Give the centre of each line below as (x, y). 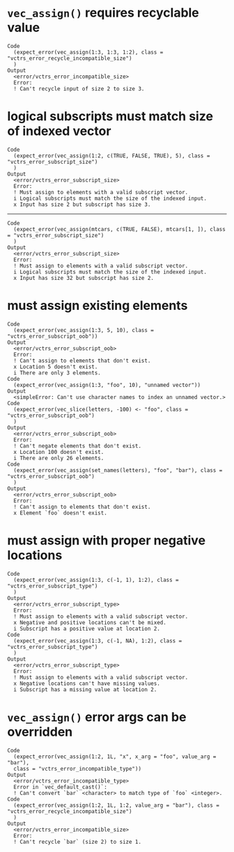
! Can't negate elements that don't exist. (77, 446)
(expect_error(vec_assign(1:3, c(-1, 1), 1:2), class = (96, 580)
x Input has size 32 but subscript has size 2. (84, 278)
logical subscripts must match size (110, 117)
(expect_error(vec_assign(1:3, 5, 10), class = (84, 330)
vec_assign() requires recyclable (103, 13)
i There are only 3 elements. (57, 373)
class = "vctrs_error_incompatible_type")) (77, 768)
